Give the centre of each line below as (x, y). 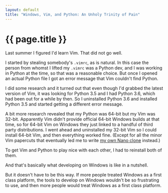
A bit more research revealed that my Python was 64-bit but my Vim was (80, 114)
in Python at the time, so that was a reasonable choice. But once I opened (81, 73)
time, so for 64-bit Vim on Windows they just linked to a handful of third (79, 124)
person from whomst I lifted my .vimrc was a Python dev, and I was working (84, 68)
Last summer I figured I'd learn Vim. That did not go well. (64, 53)
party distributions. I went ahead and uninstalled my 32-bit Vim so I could (81, 130)
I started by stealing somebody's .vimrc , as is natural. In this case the (77, 62)
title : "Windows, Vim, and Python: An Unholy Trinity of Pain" (73, 14)
